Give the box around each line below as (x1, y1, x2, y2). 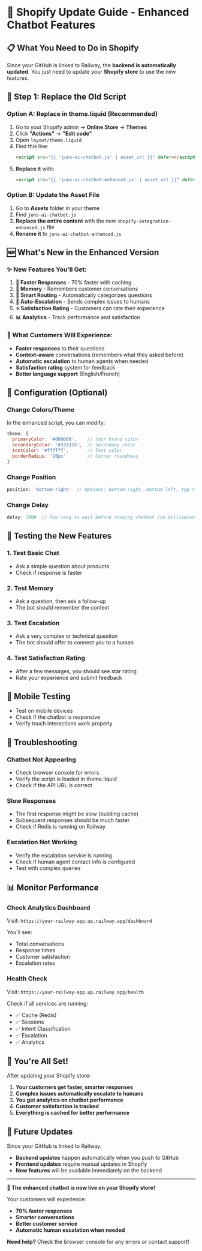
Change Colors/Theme (7, 406, 75, 414)
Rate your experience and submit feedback (15, 674, 122, 681)
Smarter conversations (15, 1214, 74, 1221)
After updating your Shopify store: (7, 1072, 91, 1079)
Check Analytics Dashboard (7, 903, 91, 911)
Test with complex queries (15, 864, 81, 872)
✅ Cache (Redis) (15, 1011, 57, 1019)
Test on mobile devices (15, 707, 73, 715)
